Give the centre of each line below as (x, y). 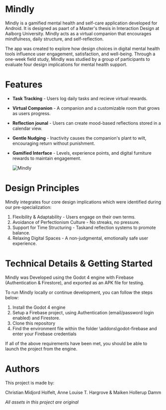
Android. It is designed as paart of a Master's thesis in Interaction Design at (82, 28)
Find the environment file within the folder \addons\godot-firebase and (85, 328)
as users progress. (32, 113)
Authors (22, 369)
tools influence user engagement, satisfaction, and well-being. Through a (80, 54)
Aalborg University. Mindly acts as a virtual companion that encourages (78, 33)
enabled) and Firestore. (36, 318)
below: (12, 297)
